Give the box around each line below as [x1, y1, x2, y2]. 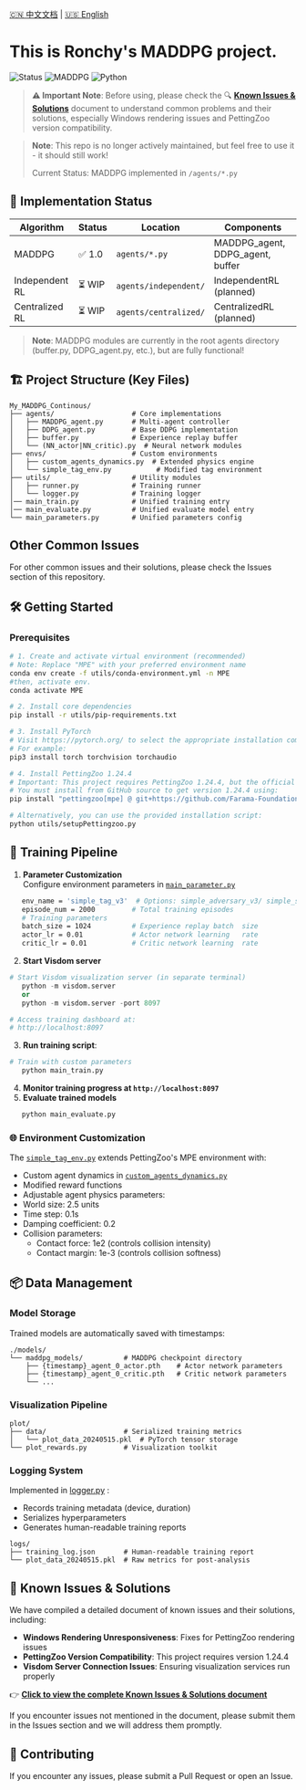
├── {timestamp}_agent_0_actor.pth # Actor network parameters [25, 1361, 283, 1370]
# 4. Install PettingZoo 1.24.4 [9, 769, 132, 779]
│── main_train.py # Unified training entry [9, 497, 230, 506]
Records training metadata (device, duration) [22, 1502, 191, 1513]
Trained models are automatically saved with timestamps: [9, 1327, 226, 1338]
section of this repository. [9, 571, 106, 582]
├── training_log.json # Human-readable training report [9, 1547, 255, 1557]
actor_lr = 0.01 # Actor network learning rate [21, 930, 259, 939]
